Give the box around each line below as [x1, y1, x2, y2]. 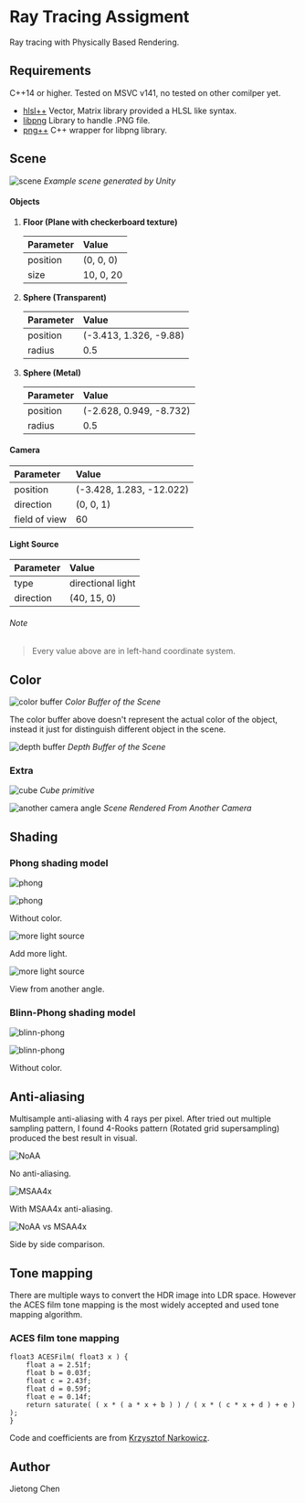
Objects [9, 196, 40, 207]
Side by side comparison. [9, 1239, 105, 1250]
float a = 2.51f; [26, 1360, 92, 1370]
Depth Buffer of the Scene [67, 742, 166, 753]
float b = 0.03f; [26, 1369, 92, 1378]
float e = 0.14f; [26, 1392, 92, 1402]
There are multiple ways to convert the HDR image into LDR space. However [9, 1290, 297, 1301]
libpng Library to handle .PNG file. [22, 114, 151, 125]
